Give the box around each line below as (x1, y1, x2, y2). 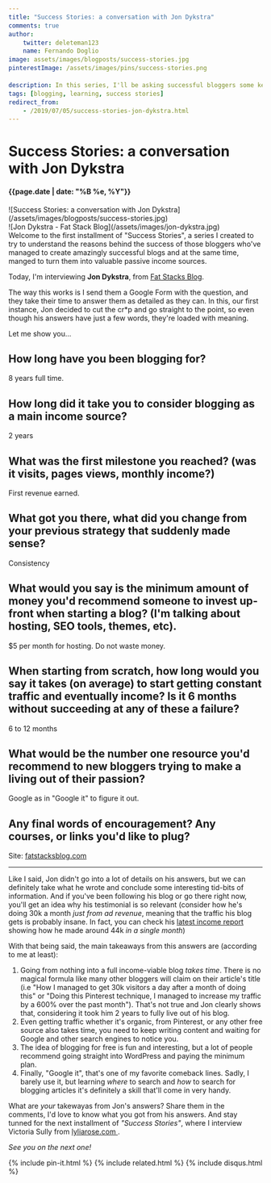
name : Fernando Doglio (23, 47, 99, 56)
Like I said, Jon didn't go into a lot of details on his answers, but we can (8, 874, 246, 884)
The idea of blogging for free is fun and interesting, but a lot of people (19, 1043, 253, 1052)
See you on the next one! (8, 1143, 91, 1152)
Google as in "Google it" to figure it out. (8, 793, 140, 803)
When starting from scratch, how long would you (8, 664, 260, 678)
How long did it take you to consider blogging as (8, 396, 256, 411)
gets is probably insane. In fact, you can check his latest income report (8, 917, 244, 927)
